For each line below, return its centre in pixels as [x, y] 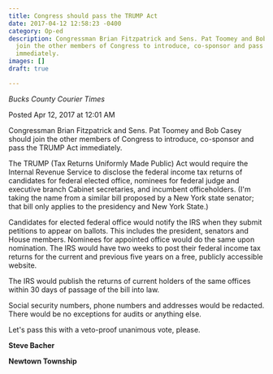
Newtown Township [43, 361]
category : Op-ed [36, 31]
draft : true [28, 69]
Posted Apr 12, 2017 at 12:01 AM [62, 114]
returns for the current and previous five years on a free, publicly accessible [136, 256]
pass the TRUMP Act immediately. [65, 148]
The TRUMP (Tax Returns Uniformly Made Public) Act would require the [128, 163]
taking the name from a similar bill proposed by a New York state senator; [131, 198]
